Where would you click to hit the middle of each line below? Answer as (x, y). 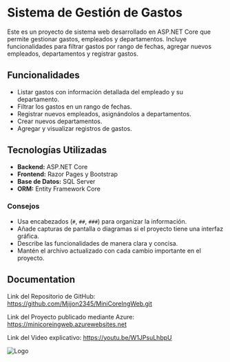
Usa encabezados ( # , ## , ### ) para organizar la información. (102, 221)
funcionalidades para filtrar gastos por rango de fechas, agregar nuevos (109, 46)
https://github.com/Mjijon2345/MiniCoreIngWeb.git (80, 304)
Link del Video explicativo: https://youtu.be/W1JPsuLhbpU (90, 337)
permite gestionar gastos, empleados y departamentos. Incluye (97, 39)
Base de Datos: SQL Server (56, 181)
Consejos (23, 206)
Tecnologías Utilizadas (57, 150)
